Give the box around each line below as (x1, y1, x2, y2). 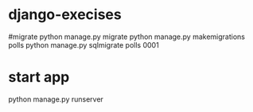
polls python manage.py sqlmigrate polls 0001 (8, 40, 159, 49)
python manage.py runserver (8, 94, 103, 104)
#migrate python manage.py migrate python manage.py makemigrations (8, 32, 245, 41)
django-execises (8, 6, 122, 24)
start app (8, 68, 70, 87)
